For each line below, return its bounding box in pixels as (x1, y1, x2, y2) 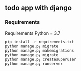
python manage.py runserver (5, 61, 63, 66)
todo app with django (5, 4, 72, 12)
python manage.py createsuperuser (5, 57, 77, 62)
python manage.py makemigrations (5, 48, 74, 53)
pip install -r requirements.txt (5, 39, 74, 44)
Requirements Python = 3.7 (5, 30, 61, 36)
